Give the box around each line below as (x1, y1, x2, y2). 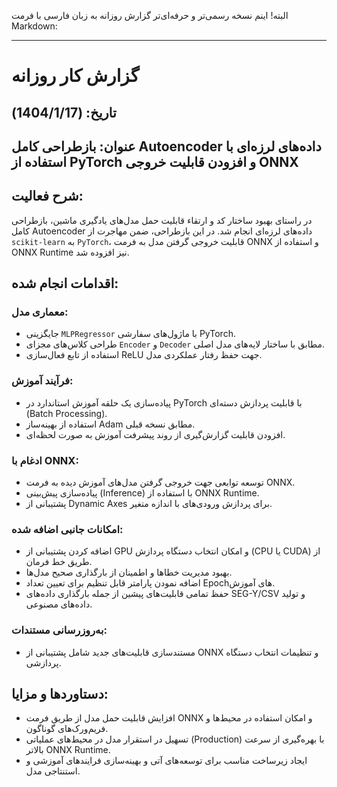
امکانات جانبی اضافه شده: (11, 522, 124, 536)
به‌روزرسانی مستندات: (11, 623, 108, 637)
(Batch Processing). (25, 407, 108, 419)
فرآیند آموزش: (11, 374, 74, 388)
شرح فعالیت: (11, 188, 84, 205)
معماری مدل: (11, 305, 69, 319)
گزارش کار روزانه (11, 65, 140, 87)
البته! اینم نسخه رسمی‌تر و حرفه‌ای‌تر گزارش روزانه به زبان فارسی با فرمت (11, 10, 289, 21)
